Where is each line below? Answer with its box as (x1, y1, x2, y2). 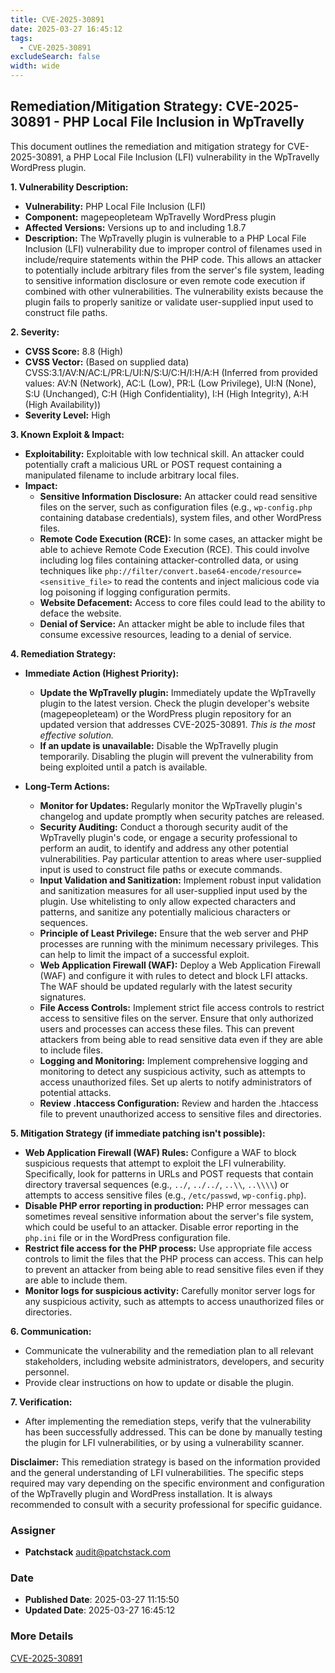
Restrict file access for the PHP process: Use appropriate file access (24, 1242, 313, 1254)
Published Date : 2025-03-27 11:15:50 (24, 1594, 180, 1606)
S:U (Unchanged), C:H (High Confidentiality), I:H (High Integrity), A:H (24, 387, 309, 400)
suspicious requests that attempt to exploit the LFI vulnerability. (24, 1157, 287, 1169)
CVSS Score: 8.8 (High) (24, 345, 124, 357)
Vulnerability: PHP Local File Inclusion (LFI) (24, 200, 207, 212)
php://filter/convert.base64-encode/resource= (104, 566, 302, 576)
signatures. (39, 991, 87, 1003)
